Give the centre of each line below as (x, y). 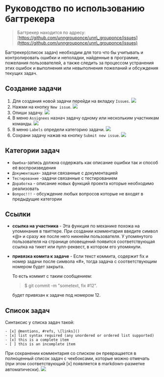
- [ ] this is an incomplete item (40, 344)
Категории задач (33, 151)
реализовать (25, 188)
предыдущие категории (37, 199)
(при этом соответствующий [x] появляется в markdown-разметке (75, 364)
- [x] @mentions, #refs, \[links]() (42, 331)
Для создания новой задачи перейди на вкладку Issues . (71, 101)
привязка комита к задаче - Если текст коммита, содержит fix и (80, 256)
